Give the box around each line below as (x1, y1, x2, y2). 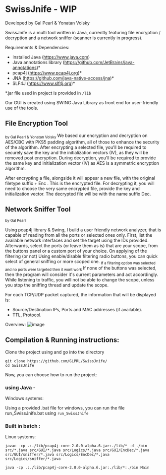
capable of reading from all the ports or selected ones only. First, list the (5, 232, 153, 238)
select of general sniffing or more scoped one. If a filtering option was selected (5, 259, 156, 266)
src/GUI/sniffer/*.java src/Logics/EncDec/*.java (5, 452, 110, 457)
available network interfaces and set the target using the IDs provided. (5, 237, 149, 244)
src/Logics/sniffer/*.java (5, 457, 61, 462)
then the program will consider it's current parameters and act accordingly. (5, 271, 159, 277)
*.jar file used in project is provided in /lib (5, 90, 91, 96)
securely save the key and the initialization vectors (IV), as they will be (5, 149, 149, 155)
